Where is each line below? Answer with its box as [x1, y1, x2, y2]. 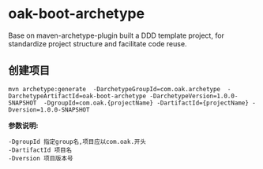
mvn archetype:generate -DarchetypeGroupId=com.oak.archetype [8, 85, 221, 93]
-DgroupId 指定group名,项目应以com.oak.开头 [8, 138, 146, 145]
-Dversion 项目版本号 [8, 154, 73, 162]
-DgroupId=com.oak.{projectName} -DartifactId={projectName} [43, 99, 249, 107]
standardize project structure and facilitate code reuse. [8, 39, 187, 48]
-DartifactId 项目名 [8, 146, 73, 154]
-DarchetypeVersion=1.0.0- [149, 92, 239, 100]
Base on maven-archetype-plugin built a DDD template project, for [8, 31, 225, 40]
